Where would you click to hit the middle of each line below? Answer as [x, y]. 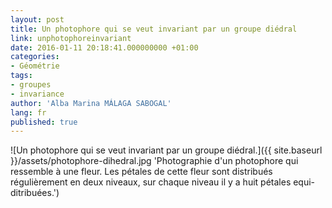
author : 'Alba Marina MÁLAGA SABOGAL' [91, 103]
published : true [44, 122]
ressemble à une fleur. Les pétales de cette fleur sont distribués [141, 172]
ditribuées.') [35, 193]
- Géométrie [35, 66]
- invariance [37, 94]
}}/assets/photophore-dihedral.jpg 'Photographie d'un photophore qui [154, 161]
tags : [21, 76]
